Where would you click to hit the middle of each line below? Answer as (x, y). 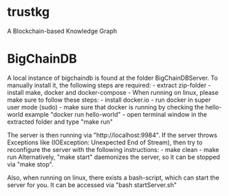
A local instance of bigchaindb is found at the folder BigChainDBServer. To (112, 78)
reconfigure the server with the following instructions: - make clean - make (113, 149)
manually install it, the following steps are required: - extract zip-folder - (109, 85)
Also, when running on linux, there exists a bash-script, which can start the (113, 177)
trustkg (29, 12)
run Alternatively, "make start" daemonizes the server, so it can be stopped (113, 157)
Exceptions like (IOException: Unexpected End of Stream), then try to (105, 142)
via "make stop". (30, 164)
